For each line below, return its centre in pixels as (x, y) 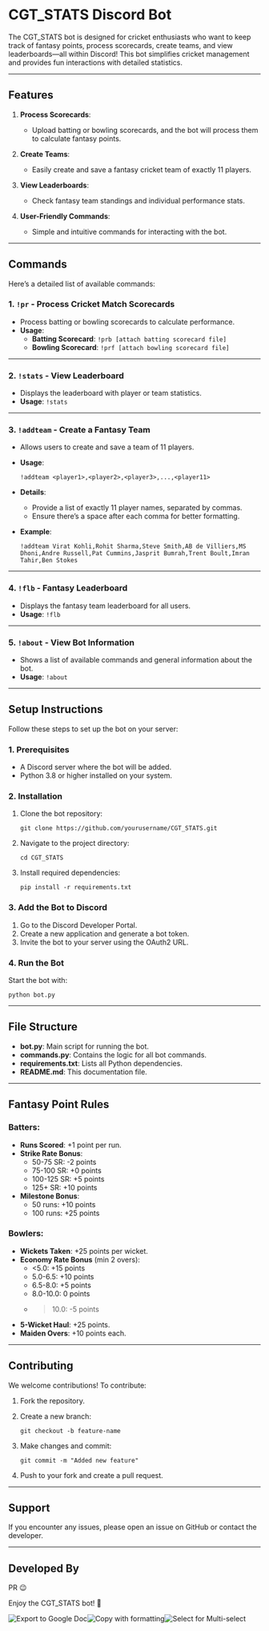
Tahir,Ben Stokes (49, 561)
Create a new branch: (56, 1416)
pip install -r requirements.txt (76, 888)
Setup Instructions (56, 709)
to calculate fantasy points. (76, 139)
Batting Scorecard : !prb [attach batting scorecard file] (129, 339)
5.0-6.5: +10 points (63, 1276)
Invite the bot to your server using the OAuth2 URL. (104, 942)
